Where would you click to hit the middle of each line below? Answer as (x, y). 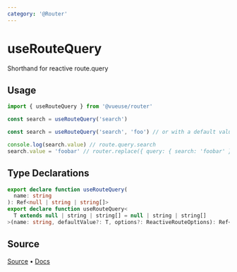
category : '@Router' (38, 14)
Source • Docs (29, 261)
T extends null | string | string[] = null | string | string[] (110, 216)
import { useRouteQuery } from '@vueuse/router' (80, 106)
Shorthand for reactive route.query (58, 68)
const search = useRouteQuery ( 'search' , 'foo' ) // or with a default (112, 132)
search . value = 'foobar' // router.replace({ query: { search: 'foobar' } (120, 151)
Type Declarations (48, 173)
